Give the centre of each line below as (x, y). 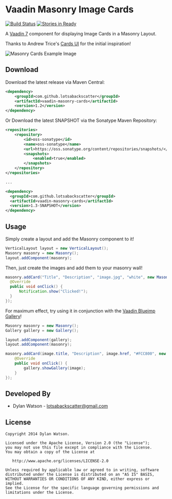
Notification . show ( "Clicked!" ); (53, 291)
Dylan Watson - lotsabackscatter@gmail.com (60, 406)
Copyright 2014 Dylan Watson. (38, 434)
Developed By (28, 393)
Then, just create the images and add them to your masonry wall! (74, 268)
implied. (15, 484)
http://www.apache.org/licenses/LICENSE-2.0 (60, 461)
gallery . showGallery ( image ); (55, 368)
